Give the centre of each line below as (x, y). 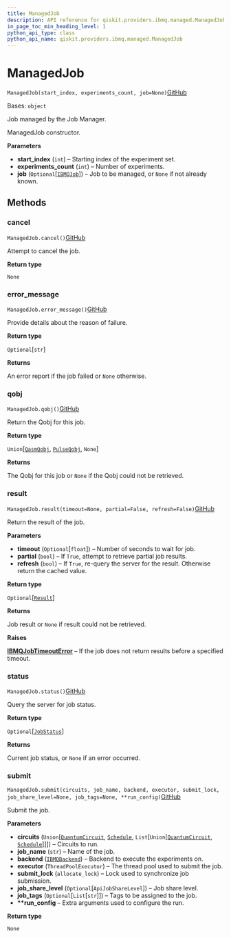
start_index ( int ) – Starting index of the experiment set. (96, 159)
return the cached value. (52, 570)
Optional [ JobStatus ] (35, 731)
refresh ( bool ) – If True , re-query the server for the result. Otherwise (114, 563)
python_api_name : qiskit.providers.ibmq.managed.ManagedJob (95, 39)
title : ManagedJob (33, 13)
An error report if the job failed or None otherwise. (77, 376)
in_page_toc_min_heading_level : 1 (57, 26)
